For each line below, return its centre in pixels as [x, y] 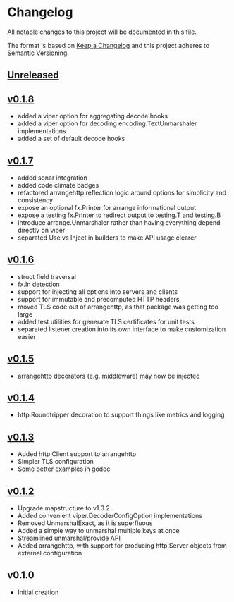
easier [27, 336]
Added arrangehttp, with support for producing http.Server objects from [122, 546]
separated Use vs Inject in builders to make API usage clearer [107, 238]
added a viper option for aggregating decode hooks [92, 116]
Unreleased [33, 75]
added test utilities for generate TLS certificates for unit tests [106, 321]
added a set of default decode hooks [71, 139]
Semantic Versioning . [38, 53]
